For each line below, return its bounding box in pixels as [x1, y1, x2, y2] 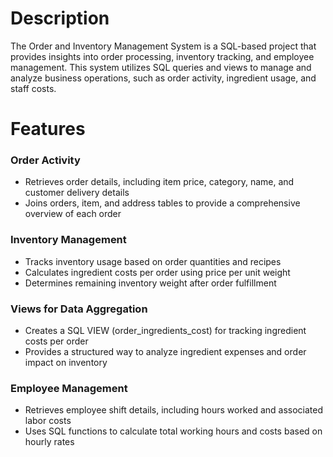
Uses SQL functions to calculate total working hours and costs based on [24, 425, 323, 437]
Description [10, 7, 110, 30]
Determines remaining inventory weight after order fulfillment [24, 277, 277, 289]
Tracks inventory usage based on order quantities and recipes [24, 255, 282, 267]
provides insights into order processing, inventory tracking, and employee [10, 50, 315, 62]
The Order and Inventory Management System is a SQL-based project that [10, 40, 317, 52]
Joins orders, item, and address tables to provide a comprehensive [24, 197, 301, 209]
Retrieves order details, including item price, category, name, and [24, 176, 295, 188]
